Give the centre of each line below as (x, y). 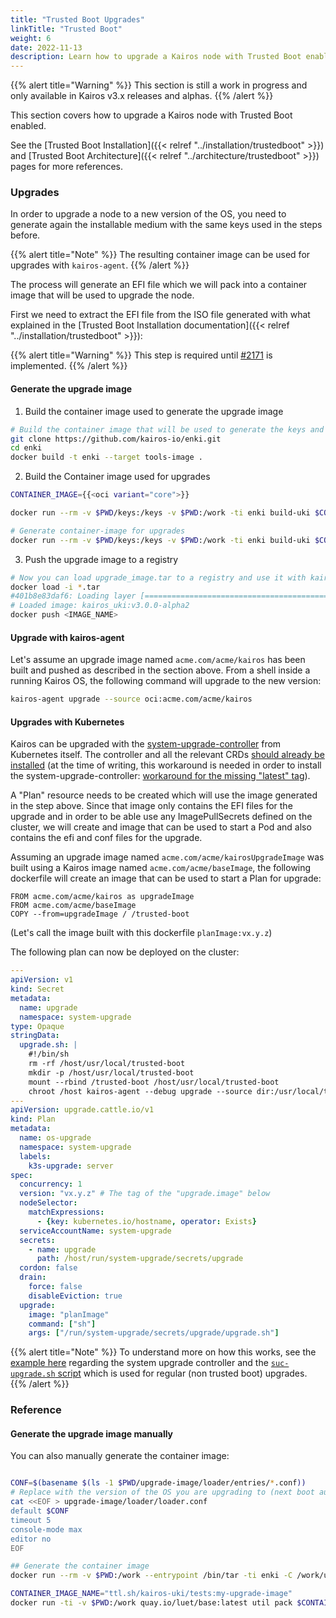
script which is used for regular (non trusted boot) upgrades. (182, 1373)
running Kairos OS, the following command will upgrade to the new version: (166, 681)
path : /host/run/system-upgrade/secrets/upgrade (140, 1259)
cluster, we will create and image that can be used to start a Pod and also (161, 827)
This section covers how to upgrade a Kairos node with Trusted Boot (151, 115)
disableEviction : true (75, 1296)
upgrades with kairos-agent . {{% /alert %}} (100, 265)
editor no (31, 1539)
